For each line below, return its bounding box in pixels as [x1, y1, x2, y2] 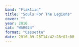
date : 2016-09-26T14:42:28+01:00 [5, 35, 75, 40]
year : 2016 [5, 21, 28, 26]
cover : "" [5, 16, 26, 21]
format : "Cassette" [5, 30, 46, 35]
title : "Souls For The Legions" [5, 12, 72, 17]
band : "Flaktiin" [5, 7, 41, 12]
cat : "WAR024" [5, 25, 35, 30]
